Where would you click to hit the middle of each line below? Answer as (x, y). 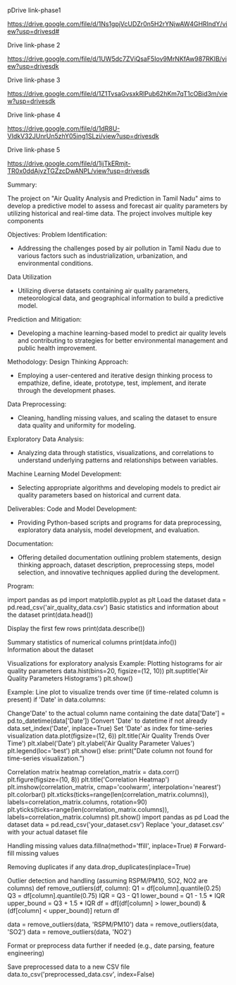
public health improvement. (57, 348)
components (26, 221)
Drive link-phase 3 (34, 80)
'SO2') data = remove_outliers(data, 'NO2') (69, 932)
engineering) (26, 953)
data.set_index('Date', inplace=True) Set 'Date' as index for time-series (110, 728)
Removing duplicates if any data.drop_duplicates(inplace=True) (99, 867)
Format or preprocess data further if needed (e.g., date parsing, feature (111, 945)
